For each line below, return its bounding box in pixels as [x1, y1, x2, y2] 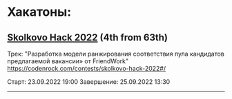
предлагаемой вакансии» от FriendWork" [7, 57, 129, 65]
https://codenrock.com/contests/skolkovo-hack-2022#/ [7, 65, 166, 72]
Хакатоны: [7, 4, 72, 20]
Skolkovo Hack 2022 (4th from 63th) [7, 32, 168, 43]
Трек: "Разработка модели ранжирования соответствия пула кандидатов [7, 49, 224, 58]
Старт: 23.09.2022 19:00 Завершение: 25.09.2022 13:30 [7, 78, 171, 86]
